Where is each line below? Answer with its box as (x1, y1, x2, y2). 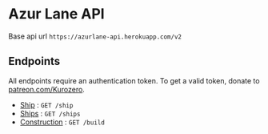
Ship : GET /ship (19, 99, 74, 109)
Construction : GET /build (19, 117, 106, 127)
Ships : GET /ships (19, 108, 81, 118)
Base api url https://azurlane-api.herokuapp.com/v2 (8, 31, 182, 41)
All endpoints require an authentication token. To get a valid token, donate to (8, 75, 260, 85)
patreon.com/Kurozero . (8, 84, 86, 94)
